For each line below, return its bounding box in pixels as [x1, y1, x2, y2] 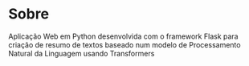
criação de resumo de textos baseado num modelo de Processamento [8, 39, 241, 49]
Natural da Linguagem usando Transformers [8, 48, 155, 58]
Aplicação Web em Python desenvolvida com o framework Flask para [8, 31, 239, 41]
